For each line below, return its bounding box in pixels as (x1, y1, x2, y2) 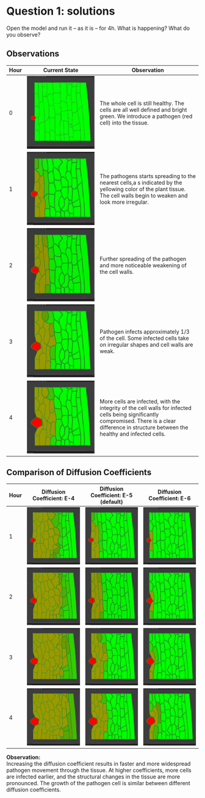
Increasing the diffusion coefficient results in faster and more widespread (6, 760, 191, 767)
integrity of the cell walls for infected (99, 404, 192, 411)
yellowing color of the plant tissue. (99, 185, 186, 193)
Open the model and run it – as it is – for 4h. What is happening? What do (6, 24, 190, 32)
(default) (100, 498, 123, 505)
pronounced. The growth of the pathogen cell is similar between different (6, 779, 190, 786)
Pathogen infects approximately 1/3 (99, 328, 190, 336)
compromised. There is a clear (99, 417, 176, 425)
